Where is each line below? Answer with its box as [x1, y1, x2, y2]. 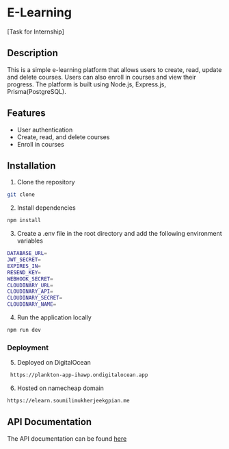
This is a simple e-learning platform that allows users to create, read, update [7, 65, 222, 73]
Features [7, 108, 46, 119]
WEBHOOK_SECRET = [7, 276, 53, 282]
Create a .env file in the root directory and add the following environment [16, 230, 222, 238]
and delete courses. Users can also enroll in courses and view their [7, 73, 196, 81]
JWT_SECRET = [7, 256, 41, 263]
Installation [7, 160, 56, 171]
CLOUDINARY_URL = [7, 282, 53, 289]
